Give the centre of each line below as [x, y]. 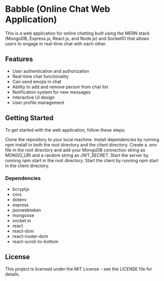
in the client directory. [27, 166]
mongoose [23, 215]
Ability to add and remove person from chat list [60, 87]
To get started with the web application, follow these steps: [65, 130]
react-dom [23, 231]
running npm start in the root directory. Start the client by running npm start [82, 160]
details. [13, 274]
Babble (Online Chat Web [58, 9]
